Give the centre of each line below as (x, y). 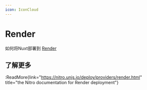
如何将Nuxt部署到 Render (31, 48)
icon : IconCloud (22, 10)
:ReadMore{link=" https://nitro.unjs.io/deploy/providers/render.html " (73, 77)
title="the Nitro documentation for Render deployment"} (62, 83)
